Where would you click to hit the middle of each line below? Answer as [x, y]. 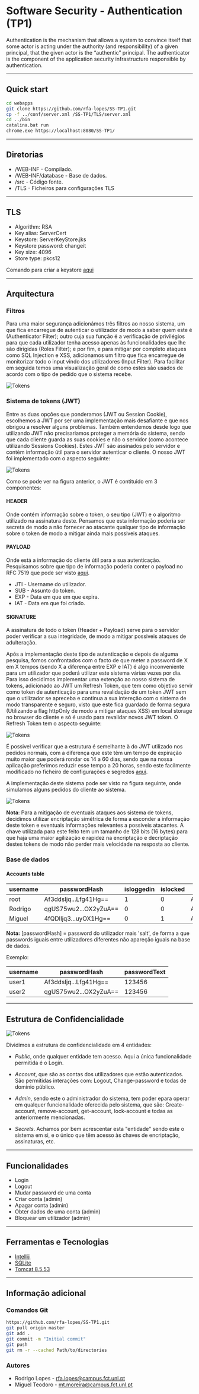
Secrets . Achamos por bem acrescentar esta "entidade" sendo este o [99, 1129]
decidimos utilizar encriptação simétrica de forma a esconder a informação [98, 819]
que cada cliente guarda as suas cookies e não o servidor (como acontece [97, 439]
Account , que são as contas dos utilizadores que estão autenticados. [99, 1074]
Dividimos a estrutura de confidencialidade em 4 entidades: [79, 1045]
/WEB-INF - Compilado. [44, 169]
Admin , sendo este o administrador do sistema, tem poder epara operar [102, 1099]
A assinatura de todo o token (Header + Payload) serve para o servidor [93, 630]
